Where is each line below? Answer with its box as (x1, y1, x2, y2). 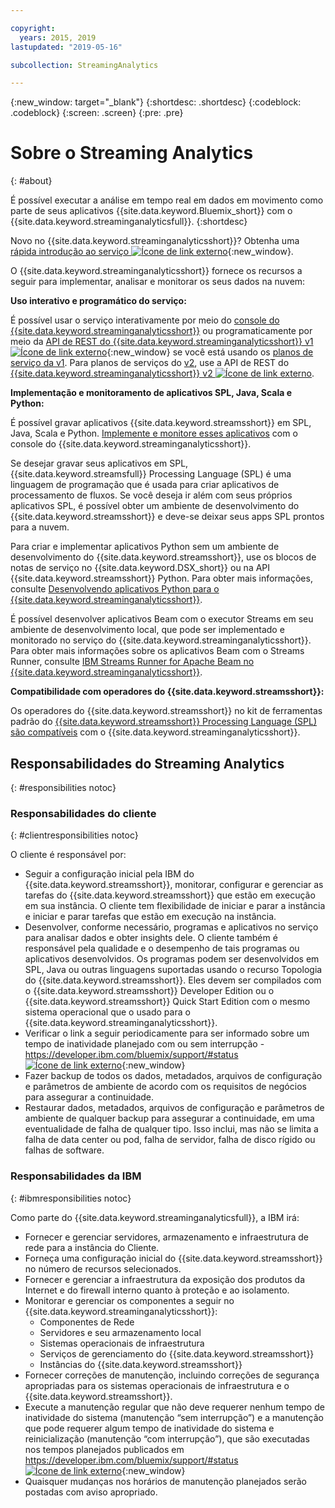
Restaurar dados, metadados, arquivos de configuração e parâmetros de (24, 1102, 325, 1114)
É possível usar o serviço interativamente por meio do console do (10, 314, 280, 326)
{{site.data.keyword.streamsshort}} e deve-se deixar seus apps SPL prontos (10, 511, 325, 523)
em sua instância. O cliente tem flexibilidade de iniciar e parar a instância (24, 900, 326, 912)
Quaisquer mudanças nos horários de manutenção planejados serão (24, 1475, 307, 1487)
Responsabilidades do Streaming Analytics (10, 755, 285, 772)
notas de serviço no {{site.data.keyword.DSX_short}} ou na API (10, 562, 271, 574)
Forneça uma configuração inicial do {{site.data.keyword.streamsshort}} (24, 1252, 323, 1264)
